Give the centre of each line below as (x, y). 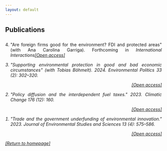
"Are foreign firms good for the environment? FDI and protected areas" (86, 45)
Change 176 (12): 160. (32, 100)
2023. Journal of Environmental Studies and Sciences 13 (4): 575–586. (83, 124)
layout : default (22, 10)
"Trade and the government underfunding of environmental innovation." (86, 119)
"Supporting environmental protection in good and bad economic (86, 65)
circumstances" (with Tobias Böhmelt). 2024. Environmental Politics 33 (86, 70)
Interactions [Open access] (38, 55)
